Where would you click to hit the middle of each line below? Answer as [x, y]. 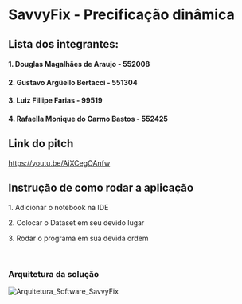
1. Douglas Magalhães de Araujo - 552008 [79, 64]
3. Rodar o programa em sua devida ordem [78, 238]
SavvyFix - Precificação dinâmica [121, 15]
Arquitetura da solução [54, 274]
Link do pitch [41, 144]
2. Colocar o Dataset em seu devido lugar [76, 222]
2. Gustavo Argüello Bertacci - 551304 [73, 82]
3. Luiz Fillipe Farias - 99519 [55, 100]
